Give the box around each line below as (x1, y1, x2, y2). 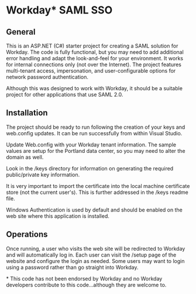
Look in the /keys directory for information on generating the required (6, 165, 174, 172)
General (6, 27, 36, 37)
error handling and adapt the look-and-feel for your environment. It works (6, 55, 184, 61)
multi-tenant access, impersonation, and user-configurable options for (6, 67, 176, 74)
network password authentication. (6, 74, 89, 80)
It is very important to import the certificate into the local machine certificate (6, 182, 190, 189)
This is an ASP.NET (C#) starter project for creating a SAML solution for (6, 42, 178, 49)
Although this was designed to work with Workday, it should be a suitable (6, 85, 183, 91)
